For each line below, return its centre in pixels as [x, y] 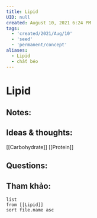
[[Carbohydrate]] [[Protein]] [40, 147]
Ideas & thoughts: [39, 133]
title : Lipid [22, 12]
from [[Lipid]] [25, 205]
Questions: [27, 166]
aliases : [17, 50]
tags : [13, 28]
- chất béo [25, 61]
